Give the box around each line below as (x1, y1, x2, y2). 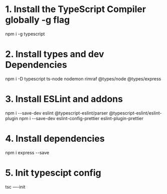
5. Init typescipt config (5, 167, 101, 178)
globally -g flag (5, 14, 70, 26)
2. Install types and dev (5, 49, 104, 60)
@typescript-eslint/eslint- (109, 110, 162, 116)
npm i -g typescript (5, 31, 45, 37)
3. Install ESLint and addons (5, 93, 123, 105)
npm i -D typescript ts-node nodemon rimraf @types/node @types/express (5, 75, 161, 81)
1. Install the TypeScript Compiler (5, 4, 146, 15)
